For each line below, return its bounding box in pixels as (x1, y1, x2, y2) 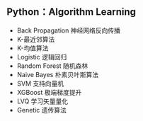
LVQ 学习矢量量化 (16, 97, 69, 105)
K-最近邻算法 (16, 35, 55, 43)
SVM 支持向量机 (16, 79, 64, 88)
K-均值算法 (16, 44, 49, 52)
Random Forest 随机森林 (16, 62, 88, 70)
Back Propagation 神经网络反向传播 (16, 26, 121, 35)
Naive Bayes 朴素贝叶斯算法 (16, 70, 99, 79)
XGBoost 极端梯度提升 (16, 88, 82, 96)
